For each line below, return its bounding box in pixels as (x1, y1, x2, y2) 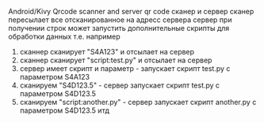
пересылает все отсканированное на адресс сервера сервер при (8, 15, 232, 24)
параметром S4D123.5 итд (19, 106, 109, 115)
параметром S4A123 (19, 73, 90, 81)
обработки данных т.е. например (8, 32, 121, 41)
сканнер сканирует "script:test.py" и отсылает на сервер (19, 55, 212, 65)
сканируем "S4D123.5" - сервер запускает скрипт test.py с (19, 80, 220, 90)
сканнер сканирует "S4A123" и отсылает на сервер (19, 47, 195, 56)
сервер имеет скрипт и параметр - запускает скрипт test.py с (19, 64, 231, 73)
